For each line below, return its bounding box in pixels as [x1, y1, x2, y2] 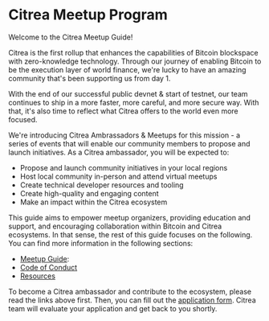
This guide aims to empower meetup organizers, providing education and [8, 212, 251, 222]
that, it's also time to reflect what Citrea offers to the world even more [8, 106, 238, 116]
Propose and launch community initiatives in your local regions [19, 163, 228, 172]
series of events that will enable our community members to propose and [8, 138, 251, 148]
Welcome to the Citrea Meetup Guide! [8, 32, 133, 42]
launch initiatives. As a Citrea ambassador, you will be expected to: [8, 147, 230, 157]
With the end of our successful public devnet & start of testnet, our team [8, 88, 248, 98]
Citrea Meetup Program [8, 6, 169, 24]
